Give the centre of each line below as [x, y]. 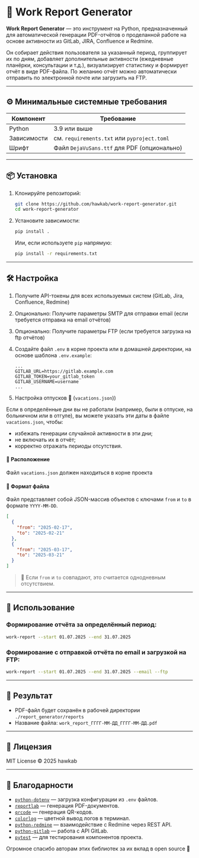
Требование [118, 118]
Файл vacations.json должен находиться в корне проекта [79, 473]
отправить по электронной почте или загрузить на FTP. [76, 78]
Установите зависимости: [47, 221]
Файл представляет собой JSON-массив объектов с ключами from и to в [99, 499]
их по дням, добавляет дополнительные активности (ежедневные [90, 59]
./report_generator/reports [49, 717]
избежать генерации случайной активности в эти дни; [84, 433]
